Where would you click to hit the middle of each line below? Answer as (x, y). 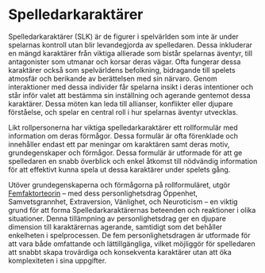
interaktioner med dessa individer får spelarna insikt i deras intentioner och (131, 87)
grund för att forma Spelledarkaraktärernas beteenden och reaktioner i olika (132, 210)
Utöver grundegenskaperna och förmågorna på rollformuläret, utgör (119, 184)
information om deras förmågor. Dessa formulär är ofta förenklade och (123, 135)
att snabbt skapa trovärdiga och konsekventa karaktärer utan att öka (120, 252)
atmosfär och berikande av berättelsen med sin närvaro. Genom (113, 78)
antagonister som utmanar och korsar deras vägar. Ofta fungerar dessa (125, 62)
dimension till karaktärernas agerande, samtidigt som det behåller (115, 226)
